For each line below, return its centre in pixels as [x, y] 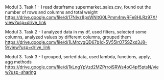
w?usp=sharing [21, 72]
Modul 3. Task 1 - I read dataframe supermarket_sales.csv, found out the [78, 7]
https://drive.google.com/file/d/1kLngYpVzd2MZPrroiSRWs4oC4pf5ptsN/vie [82, 67]
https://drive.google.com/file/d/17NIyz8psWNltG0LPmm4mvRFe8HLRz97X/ [81, 17]
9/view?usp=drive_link [28, 47]
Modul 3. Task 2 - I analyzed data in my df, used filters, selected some [76, 32]
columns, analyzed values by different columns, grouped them [68, 37]
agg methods [18, 62]
